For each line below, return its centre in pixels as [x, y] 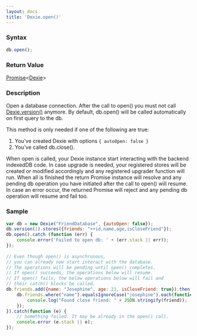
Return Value [25, 65]
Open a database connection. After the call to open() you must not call [91, 106]
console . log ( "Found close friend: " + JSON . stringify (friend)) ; [107, 300]
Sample [17, 211]
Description [23, 93]
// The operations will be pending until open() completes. [81, 267]
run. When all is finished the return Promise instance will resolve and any [94, 178]
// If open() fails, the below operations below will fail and [85, 278]
